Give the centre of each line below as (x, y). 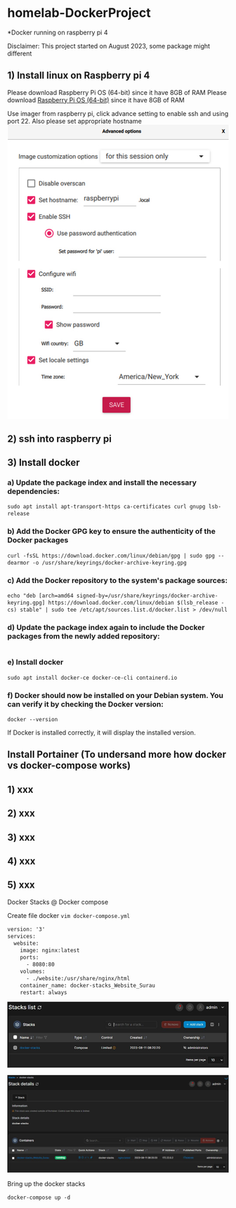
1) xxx (20, 789)
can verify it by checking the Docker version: (85, 704)
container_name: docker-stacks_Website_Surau (88, 985)
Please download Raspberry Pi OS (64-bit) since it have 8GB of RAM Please (117, 92)
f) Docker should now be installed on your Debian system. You (115, 695)
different (20, 53)
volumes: (33, 971)
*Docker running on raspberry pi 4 (58, 32)
